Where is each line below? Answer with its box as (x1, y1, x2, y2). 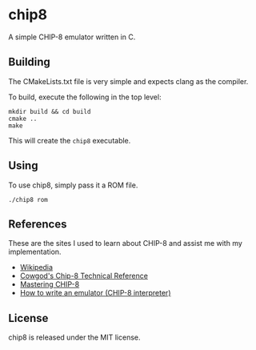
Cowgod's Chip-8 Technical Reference (19, 271, 148, 281)
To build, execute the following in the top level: (8, 92, 162, 102)
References (8, 217, 67, 231)
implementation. (8, 247, 62, 257)
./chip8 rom (8, 195, 48, 203)
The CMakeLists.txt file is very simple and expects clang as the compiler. (8, 76, 249, 86)
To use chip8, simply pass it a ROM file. (8, 180, 138, 190)
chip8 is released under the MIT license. (8, 332, 141, 342)
